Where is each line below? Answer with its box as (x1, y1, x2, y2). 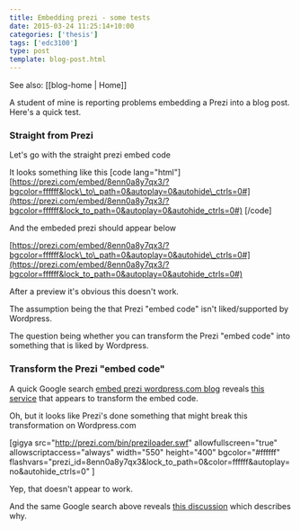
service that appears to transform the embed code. (9, 392, 199, 403)
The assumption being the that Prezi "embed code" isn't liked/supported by (9, 303, 289, 315)
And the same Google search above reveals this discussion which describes (9, 500, 292, 511)
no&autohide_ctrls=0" (9, 465, 90, 477)
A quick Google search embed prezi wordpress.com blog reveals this (9, 383, 265, 394)
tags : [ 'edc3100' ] (9, 38, 78, 48)
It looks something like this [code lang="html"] (9, 167, 181, 178)
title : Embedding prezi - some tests (9, 13, 151, 22)
